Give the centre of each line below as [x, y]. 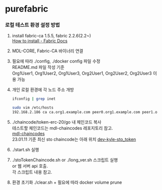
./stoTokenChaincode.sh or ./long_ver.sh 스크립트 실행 [65, 160]
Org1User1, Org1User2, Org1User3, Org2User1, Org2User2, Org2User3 [82, 73]
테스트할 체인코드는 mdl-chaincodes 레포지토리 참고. [62, 128]
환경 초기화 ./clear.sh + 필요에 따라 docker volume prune [67, 182]
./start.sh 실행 [26, 150]
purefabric [27, 9]
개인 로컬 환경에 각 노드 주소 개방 [43, 90]
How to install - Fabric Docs [40, 41]
